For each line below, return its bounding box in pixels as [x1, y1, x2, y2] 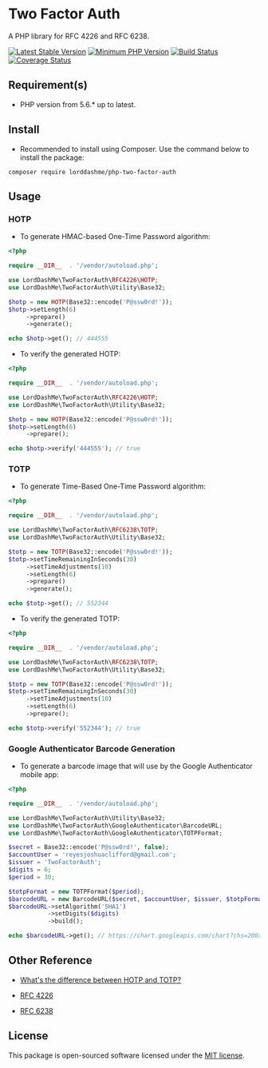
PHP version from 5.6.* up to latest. [19, 99, 136, 109]
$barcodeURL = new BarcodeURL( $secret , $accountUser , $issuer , [8, 895, 223, 903]
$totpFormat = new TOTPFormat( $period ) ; [8, 887, 145, 895]
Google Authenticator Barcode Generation [8, 743, 175, 754]
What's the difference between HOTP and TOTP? [19, 974, 182, 984]
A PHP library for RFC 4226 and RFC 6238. [8, 31, 150, 41]
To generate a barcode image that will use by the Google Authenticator [19, 761, 253, 771]
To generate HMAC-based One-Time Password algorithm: [19, 232, 211, 241]
